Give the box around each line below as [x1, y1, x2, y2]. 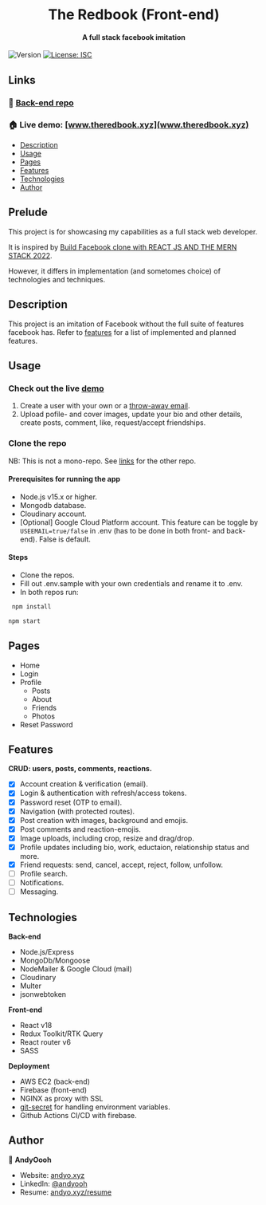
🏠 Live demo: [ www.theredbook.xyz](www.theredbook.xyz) [8, 119, 249, 130]
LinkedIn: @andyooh [19, 1179, 88, 1188]
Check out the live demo [8, 383, 104, 394]
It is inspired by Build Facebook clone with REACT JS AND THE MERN [8, 242, 237, 252]
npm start [8, 616, 41, 625]
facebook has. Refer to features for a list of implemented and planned [8, 327, 237, 337]
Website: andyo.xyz [19, 1170, 85, 1179]
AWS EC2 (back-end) [19, 1077, 90, 1086]
